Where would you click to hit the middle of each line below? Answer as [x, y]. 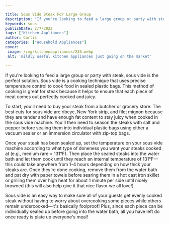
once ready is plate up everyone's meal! [47, 216]
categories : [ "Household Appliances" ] [46, 43]
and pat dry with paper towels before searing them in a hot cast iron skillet [82, 175]
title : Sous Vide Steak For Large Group [48, 14]
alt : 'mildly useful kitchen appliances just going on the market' [79, 56]
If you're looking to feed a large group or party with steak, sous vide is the [82, 75]
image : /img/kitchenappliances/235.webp [50, 52]
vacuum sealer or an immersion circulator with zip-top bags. [68, 133]
